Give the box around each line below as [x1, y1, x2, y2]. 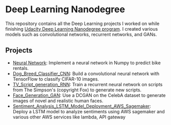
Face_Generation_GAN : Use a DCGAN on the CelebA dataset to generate [12, 92, 166, 98]
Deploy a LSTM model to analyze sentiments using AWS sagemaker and [12, 108, 165, 114]
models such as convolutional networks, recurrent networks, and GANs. [5, 31, 157, 37]
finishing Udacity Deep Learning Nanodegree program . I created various [5, 26, 158, 32]
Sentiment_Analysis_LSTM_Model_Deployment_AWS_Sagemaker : [12, 103, 151, 109]
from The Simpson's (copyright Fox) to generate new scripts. [12, 87, 142, 93]
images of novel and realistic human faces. [12, 97, 103, 104]
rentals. [12, 65, 29, 71]
